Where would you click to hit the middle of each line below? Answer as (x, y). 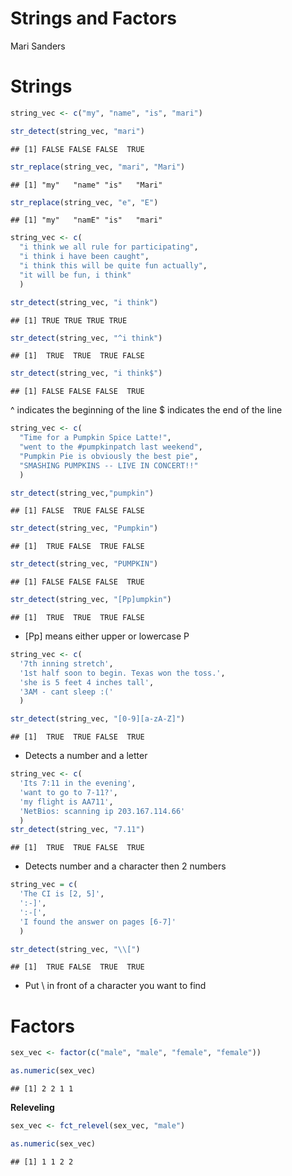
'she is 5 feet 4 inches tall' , (87, 682)
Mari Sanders (38, 46)
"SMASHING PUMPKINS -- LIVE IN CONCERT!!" (109, 465)
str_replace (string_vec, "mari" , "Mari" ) (98, 167)
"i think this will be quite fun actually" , (113, 266)
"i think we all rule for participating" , (109, 247)
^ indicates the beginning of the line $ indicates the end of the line (146, 410)
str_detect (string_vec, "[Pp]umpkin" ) (91, 600)
